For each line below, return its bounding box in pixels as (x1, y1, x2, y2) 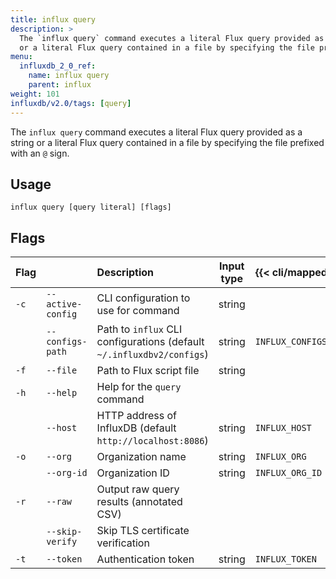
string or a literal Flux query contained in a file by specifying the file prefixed (10, 136, 325, 148)
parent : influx (28, 80, 92, 90)
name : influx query (28, 71, 110, 81)
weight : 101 (10, 89, 60, 99)
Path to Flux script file (96, 364, 200, 378)
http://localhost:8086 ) (96, 434, 209, 448)
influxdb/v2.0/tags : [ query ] (10, 98, 132, 108)
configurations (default (96, 335, 205, 349)
